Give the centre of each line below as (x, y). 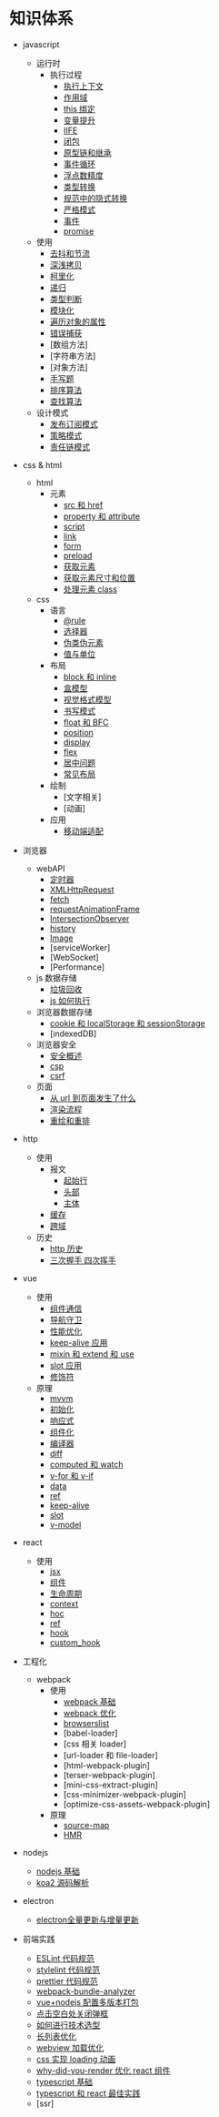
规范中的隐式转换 (95, 198)
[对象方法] (69, 367)
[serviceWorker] (80, 947)
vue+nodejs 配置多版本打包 (87, 2002)
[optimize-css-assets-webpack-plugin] (137, 1804)
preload (78, 555)
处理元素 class (90, 589)
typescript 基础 (65, 2081)
